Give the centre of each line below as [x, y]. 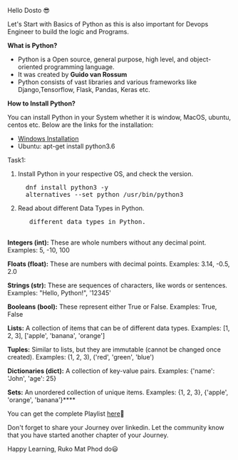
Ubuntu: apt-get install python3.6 [66, 146]
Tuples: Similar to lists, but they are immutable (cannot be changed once [114, 349]
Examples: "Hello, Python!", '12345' [59, 293]
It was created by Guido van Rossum [72, 75]
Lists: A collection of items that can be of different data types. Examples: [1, [119, 328]
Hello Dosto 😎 [29, 10]
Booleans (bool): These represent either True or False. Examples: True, [112, 307]
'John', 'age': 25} [32, 378]
